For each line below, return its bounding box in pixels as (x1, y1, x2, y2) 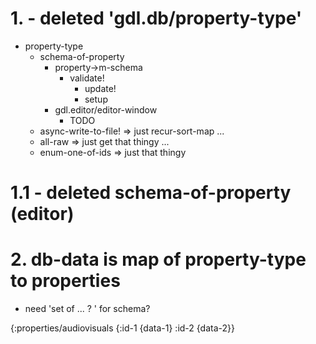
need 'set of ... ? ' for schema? (24, 303, 151, 315)
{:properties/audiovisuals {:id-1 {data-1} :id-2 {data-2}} (10, 322, 235, 334)
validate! (69, 72, 105, 84)
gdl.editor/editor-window (54, 103, 158, 116)
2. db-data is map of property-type (10, 248, 307, 271)
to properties (10, 270, 121, 292)
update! (84, 82, 117, 94)
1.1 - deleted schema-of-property (10, 182, 292, 204)
